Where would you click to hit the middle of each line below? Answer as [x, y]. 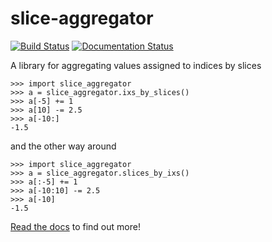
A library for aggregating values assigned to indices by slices [136, 65]
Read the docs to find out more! [75, 226]
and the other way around [63, 146]
